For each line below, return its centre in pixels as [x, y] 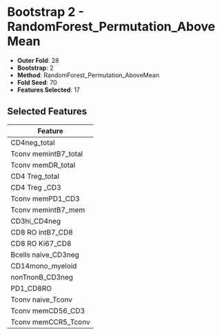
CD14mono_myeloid [44, 266]
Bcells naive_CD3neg [45, 255]
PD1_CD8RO [31, 288]
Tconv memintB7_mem [48, 210]
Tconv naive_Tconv [42, 299]
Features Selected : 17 [49, 90]
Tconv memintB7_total [47, 154]
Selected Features [47, 111]
